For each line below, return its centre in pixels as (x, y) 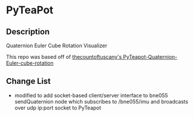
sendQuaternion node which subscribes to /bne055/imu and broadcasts (101, 101)
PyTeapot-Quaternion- (150, 57)
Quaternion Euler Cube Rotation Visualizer (57, 45)
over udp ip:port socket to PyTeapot (58, 108)
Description (28, 32)
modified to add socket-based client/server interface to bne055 (91, 95)
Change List (28, 81)
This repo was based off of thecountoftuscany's (64, 57)
